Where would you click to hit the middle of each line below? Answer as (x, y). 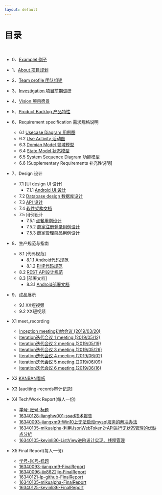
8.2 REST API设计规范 (41, 272)
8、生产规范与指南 (30, 243)
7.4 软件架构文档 (35, 208)
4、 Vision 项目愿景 (31, 101)
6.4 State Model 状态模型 (44, 150)
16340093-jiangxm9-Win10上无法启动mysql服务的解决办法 (78, 421)
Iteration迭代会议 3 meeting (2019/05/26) (60, 349)
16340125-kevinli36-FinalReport (51, 487)
